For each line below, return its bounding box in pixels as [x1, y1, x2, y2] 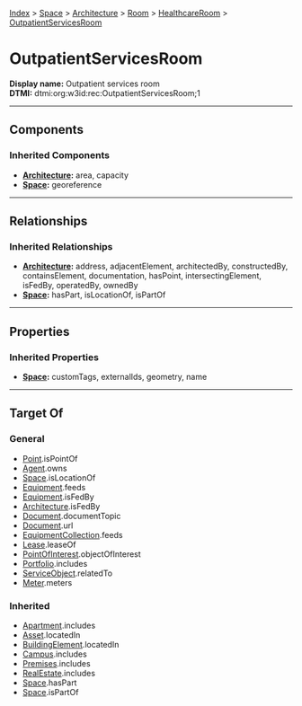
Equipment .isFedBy [22, 491, 94, 502]
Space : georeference [22, 179, 102, 190]
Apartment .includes [22, 620, 96, 631]
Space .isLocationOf [22, 472, 96, 483]
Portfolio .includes [22, 558, 88, 569]
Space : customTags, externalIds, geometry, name [22, 372, 208, 382]
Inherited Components [9, 149, 111, 162]
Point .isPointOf [22, 453, 78, 463]
